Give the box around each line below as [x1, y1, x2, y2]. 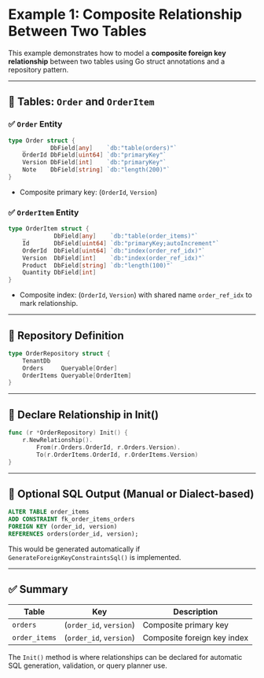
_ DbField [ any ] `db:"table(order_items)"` [22, 232, 199, 241]
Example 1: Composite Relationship [8, 6, 242, 24]
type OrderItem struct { [8, 225, 90, 233]
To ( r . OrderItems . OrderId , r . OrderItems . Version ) [36, 451, 199, 459]
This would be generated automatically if [8, 544, 141, 554]
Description [173, 606, 218, 617]
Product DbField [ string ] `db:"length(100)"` [22, 261, 174, 269]
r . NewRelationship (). [22, 437, 93, 444]
